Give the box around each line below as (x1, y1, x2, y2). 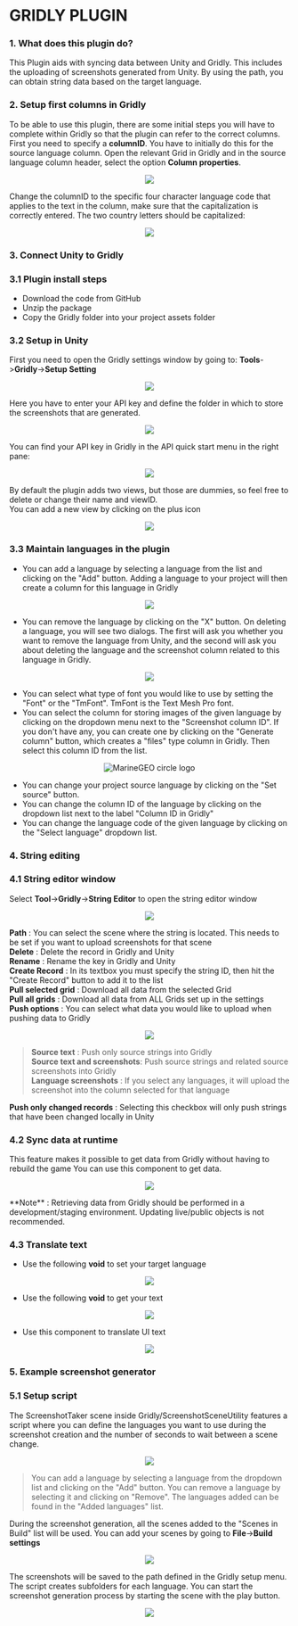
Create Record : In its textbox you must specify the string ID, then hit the (9, 965, 275, 976)
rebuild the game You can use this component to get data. (9, 1163, 222, 1174)
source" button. (21, 788, 80, 799)
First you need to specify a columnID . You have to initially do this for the (9, 137, 274, 148)
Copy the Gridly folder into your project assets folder (21, 312, 216, 322)
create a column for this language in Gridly (21, 582, 179, 593)
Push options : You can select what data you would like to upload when (9, 1003, 272, 1013)
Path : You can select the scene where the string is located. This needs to (9, 927, 280, 937)
